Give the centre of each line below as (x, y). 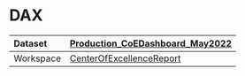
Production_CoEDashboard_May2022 (151, 43)
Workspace (38, 58)
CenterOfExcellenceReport (125, 58)
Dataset (31, 43)
